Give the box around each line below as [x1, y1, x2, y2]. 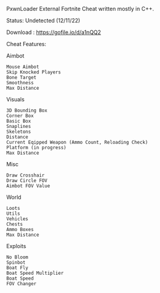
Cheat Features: [6, 41, 47, 47]
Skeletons [6, 129, 32, 135]
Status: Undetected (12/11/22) [6, 17, 80, 24]
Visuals [6, 96, 25, 103]
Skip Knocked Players [6, 69, 61, 75]
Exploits [6, 243, 26, 249]
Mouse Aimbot [6, 64, 40, 70]
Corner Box [6, 113, 34, 119]
